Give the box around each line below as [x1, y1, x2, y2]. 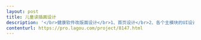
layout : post [6, 8, 39, 15]
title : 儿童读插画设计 [6, 14, 57, 20]
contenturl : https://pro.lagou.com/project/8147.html [6, 25, 144, 31]
